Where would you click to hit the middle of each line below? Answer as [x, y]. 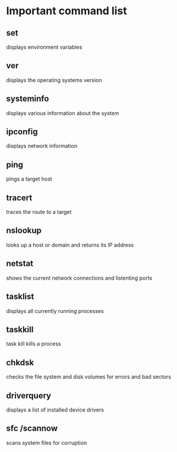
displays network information [42, 146]
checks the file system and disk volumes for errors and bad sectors [88, 377]
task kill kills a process [34, 344]
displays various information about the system [63, 113]
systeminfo [28, 99]
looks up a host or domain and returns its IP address [70, 245]
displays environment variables [44, 47]
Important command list [67, 11]
